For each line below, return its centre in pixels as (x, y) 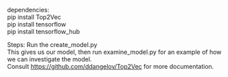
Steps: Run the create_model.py (52, 45)
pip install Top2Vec (34, 17)
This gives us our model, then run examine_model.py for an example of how (114, 52)
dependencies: (28, 10)
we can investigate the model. (49, 59)
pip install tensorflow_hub (44, 31)
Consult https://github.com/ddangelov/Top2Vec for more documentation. (111, 66)
